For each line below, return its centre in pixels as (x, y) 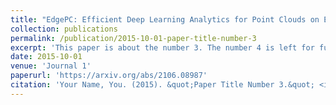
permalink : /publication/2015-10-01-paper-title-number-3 (133, 38)
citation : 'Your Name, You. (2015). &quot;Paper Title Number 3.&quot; (162, 85)
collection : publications (64, 29)
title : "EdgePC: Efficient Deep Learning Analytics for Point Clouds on (165, 19)
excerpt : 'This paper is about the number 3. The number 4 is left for (162, 47)
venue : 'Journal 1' (51, 66)
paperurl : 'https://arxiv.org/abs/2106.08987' (109, 76)
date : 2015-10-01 (46, 57)
